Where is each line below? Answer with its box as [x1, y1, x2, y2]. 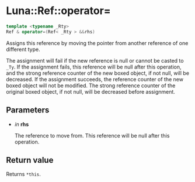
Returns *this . [6, 171, 41, 178]
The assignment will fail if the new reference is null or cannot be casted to [6, 57, 184, 64]
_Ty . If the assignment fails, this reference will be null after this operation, [6, 63, 182, 70]
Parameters [6, 105, 50, 115]
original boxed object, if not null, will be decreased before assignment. [6, 88, 175, 95]
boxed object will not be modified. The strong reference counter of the [6, 82, 176, 89]
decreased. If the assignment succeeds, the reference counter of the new [6, 75, 184, 83]
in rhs [14, 121, 29, 128]
